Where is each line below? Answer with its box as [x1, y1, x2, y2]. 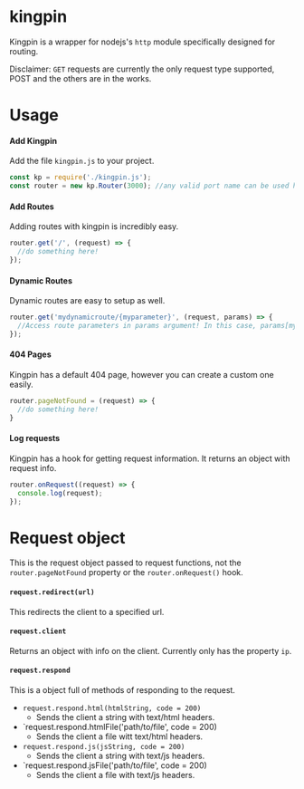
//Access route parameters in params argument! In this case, [17, 321, 257, 330]
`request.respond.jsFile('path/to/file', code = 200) [22, 759, 208, 771]
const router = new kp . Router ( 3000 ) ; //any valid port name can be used [9, 181, 290, 191]
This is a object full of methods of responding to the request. [9, 684, 235, 695]
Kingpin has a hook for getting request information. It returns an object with [9, 453, 291, 464]
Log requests [9, 433, 61, 444]
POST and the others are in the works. [9, 72, 152, 83]
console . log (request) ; [17, 488, 103, 497]
